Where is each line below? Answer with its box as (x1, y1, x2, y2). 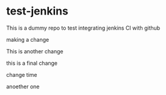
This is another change (6, 47, 63, 55)
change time (6, 71, 37, 78)
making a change (6, 36, 49, 43)
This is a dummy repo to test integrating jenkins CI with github (6, 24, 161, 31)
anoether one (6, 83, 40, 90)
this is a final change (6, 59, 58, 67)
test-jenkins (6, 4, 68, 18)
